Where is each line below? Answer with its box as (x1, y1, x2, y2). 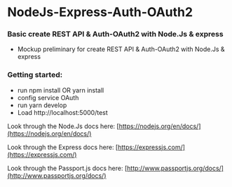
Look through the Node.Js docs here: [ (7, 122, 119, 130)
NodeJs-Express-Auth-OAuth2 (7, 4, 193, 20)
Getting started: (7, 70, 63, 80)
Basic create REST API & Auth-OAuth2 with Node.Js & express (7, 29, 224, 39)
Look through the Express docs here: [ (7, 143, 118, 151)
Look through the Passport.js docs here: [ (7, 164, 128, 172)
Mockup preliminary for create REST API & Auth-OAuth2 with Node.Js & (17, 45, 226, 53)
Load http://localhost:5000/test (17, 108, 109, 116)
